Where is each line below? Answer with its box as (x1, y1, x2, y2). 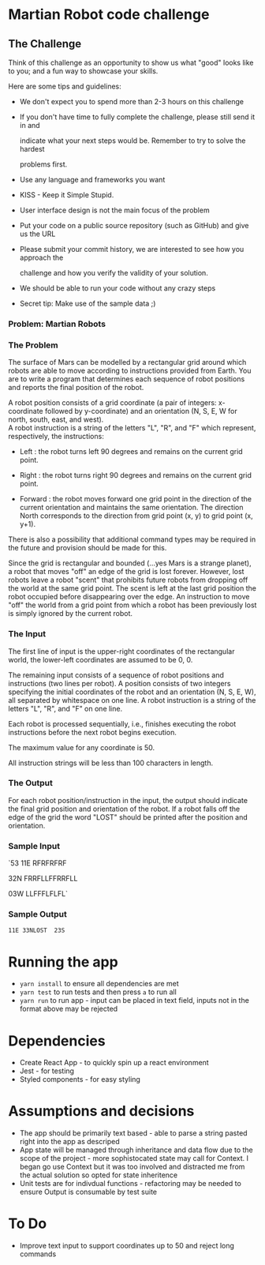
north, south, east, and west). (8, 415, 104, 424)
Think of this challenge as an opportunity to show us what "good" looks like (8, 58, 254, 67)
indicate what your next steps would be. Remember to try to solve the (19, 136, 246, 145)
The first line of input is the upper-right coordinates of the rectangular (8, 646, 235, 656)
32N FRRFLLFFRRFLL (8, 874, 78, 884)
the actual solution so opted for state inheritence (19, 1170, 178, 1180)
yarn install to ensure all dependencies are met (19, 979, 179, 989)
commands (19, 1249, 57, 1259)
